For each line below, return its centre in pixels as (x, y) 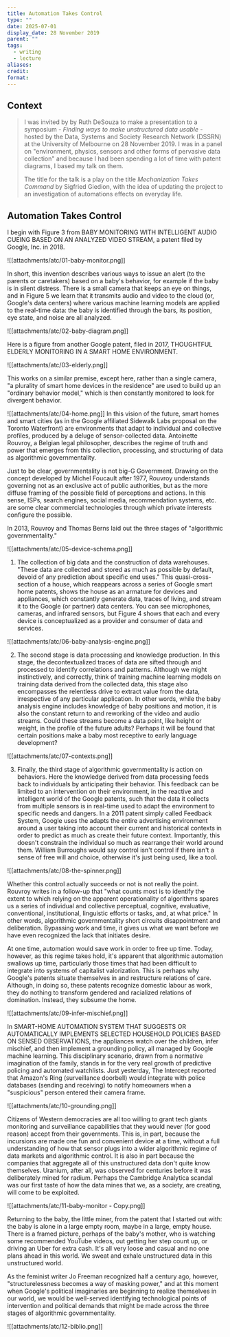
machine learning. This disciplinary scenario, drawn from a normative (105, 1056)
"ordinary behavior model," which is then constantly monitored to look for (111, 393)
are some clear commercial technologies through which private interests (110, 508)
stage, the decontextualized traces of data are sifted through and (109, 662)
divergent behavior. (35, 400)
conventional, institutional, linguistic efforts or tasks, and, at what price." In (113, 913)
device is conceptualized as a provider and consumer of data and (110, 621)
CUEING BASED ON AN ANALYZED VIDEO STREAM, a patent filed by (105, 239)
